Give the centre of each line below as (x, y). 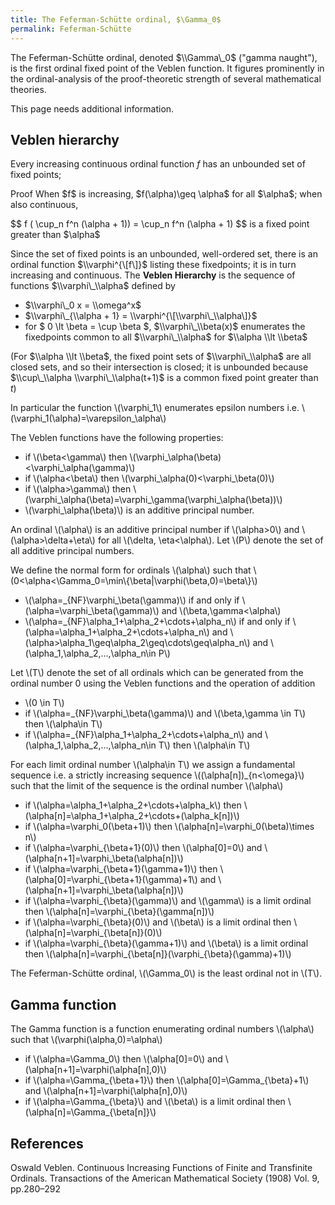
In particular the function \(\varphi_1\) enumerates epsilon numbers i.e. (155, 408)
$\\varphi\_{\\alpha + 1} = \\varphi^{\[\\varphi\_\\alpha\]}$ (141, 316)
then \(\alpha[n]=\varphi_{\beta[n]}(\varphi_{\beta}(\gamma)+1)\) (158, 954)
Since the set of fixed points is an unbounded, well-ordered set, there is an (164, 254)
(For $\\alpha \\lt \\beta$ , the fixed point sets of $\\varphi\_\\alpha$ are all (161, 357)
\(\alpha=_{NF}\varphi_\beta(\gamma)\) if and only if (132, 600)
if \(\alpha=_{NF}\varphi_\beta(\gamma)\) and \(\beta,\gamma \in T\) (165, 713)
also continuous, (44, 205)
